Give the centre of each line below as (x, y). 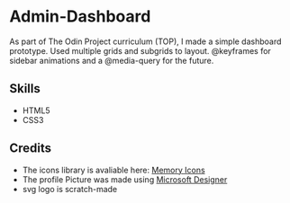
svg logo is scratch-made (70, 189)
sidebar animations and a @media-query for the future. (112, 60)
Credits (31, 149)
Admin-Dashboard (80, 17)
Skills (25, 88)
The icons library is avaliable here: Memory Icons (113, 170)
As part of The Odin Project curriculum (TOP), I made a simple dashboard (145, 41)
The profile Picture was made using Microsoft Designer (125, 179)
